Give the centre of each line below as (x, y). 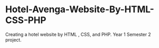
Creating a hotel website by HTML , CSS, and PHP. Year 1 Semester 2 (78, 34)
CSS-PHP (26, 20)
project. (14, 40)
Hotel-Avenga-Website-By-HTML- (80, 9)
